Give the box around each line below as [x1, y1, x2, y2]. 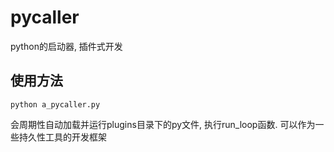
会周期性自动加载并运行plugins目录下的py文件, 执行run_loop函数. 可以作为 [10, 118, 316, 130]
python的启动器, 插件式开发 [10, 40, 123, 52]
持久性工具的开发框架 [18, 131, 107, 143]
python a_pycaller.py [10, 99, 101, 110]
